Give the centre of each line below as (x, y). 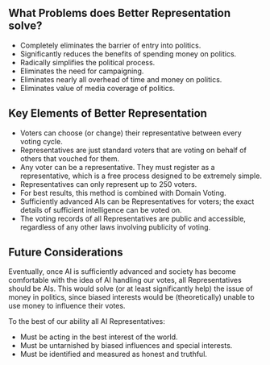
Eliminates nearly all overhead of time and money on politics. (121, 79)
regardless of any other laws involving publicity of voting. (115, 227)
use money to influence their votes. (67, 306)
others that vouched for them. (69, 158)
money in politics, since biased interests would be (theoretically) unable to (132, 297)
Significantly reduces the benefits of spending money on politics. (128, 54)
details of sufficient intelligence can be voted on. (101, 209)
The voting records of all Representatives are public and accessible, (133, 218)
